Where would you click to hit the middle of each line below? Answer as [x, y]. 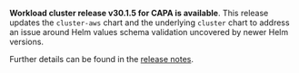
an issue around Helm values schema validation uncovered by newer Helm [149, 32]
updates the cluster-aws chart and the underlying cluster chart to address [149, 23]
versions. [26, 41]
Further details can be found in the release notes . [101, 59]
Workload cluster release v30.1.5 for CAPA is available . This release [139, 13]
